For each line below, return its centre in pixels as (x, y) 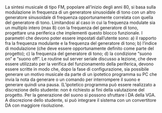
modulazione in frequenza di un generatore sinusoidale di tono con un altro (80, 12)
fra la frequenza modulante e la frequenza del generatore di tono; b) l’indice (81, 43)
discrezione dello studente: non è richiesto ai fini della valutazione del (75, 90)
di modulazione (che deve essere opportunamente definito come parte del (80, 48)
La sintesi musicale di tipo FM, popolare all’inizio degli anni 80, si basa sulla (81, 7)
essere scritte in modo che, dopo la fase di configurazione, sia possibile (77, 69)
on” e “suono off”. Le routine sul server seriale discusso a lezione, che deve (81, 59)
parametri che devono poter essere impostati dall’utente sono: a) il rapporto (81, 38)
